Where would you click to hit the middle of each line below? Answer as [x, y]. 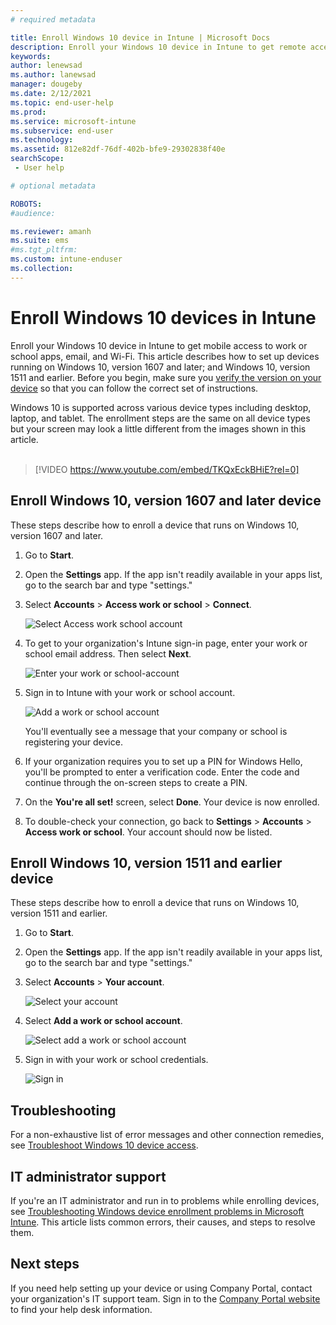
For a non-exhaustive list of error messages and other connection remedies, [167, 1135]
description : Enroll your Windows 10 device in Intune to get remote [158, 47]
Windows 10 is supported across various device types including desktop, [161, 407]
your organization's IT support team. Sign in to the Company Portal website [165, 1298]
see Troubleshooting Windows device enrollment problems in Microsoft [157, 1211]
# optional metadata [53, 186]
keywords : [31, 56]
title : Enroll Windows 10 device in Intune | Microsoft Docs [140, 37]
